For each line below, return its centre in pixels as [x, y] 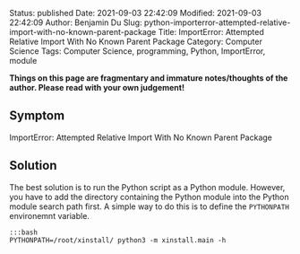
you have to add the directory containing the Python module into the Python [149, 197]
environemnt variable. [49, 215]
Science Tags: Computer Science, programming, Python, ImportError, [137, 51]
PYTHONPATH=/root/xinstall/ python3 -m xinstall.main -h [118, 240]
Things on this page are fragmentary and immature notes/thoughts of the [149, 78]
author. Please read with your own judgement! [97, 88]
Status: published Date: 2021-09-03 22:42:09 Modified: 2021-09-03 [136, 13]
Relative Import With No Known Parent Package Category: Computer [136, 41]
